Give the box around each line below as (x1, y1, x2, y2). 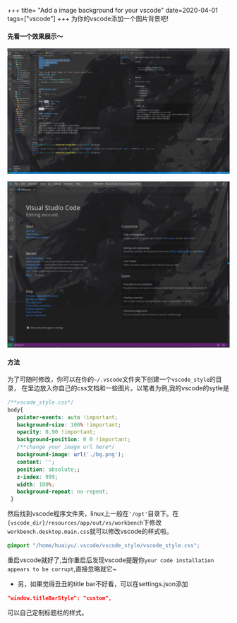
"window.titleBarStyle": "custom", (7, 595, 112, 602)
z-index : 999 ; (16, 473, 59, 480)
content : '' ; (16, 458, 55, 465)
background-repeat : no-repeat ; (16, 488, 109, 496)
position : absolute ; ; (16, 466, 80, 473)
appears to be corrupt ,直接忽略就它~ (7, 565, 117, 573)
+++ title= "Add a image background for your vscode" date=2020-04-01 (7, 6, 219, 14)
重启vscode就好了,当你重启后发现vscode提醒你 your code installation (7, 556, 214, 564)
